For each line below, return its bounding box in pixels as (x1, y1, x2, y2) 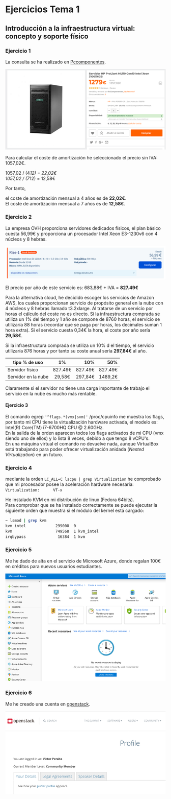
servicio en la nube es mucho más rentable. (5, 390, 97, 396)
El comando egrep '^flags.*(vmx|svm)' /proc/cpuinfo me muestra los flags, (5, 413, 164, 419)
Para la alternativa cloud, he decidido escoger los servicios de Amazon (5, 295, 154, 300)
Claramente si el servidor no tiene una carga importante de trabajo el (5, 385, 150, 391)
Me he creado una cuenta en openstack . (5, 701, 91, 707)
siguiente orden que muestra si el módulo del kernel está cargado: (5, 507, 144, 513)
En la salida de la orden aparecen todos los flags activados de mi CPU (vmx (5, 430, 164, 436)
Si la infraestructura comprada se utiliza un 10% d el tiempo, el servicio (5, 342, 154, 348)
